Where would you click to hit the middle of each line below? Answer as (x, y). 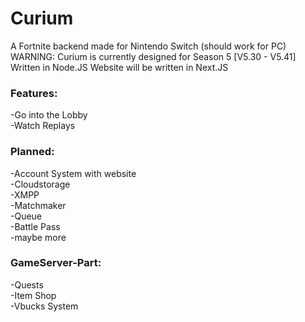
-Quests (27, 284)
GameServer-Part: (56, 263)
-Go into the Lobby (49, 115)
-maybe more (38, 237)
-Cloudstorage (40, 184)
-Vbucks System (44, 306)
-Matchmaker (38, 205)
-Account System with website (73, 173)
